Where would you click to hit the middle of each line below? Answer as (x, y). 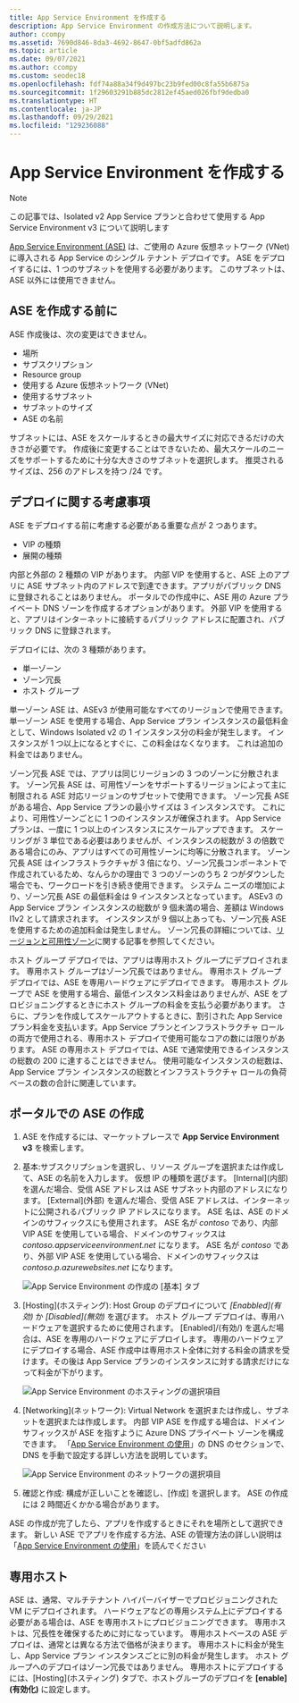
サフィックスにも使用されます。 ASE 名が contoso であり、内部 (162, 1223)
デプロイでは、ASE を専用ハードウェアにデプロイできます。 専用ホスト (140, 982)
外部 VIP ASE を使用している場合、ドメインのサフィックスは (149, 1256)
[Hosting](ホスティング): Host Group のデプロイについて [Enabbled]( (148, 1305)
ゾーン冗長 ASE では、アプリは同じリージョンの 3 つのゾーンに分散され (141, 773)
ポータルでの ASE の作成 (77, 1113)
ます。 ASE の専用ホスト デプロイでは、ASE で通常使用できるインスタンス (153, 1049)
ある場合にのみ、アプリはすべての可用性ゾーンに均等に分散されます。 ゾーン (150, 851)
